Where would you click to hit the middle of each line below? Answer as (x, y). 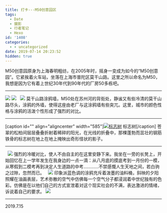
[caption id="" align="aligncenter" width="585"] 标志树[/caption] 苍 (83, 126)
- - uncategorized (29, 47)
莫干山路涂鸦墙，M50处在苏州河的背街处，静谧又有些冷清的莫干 (92, 99)
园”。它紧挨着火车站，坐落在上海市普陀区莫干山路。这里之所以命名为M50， (83, 77)
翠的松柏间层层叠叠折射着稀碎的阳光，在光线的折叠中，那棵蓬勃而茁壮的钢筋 (83, 133)
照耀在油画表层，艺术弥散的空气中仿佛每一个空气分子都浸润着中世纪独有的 (81, 179)
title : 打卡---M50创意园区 (31, 10)
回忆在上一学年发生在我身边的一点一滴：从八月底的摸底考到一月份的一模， (85, 161)
